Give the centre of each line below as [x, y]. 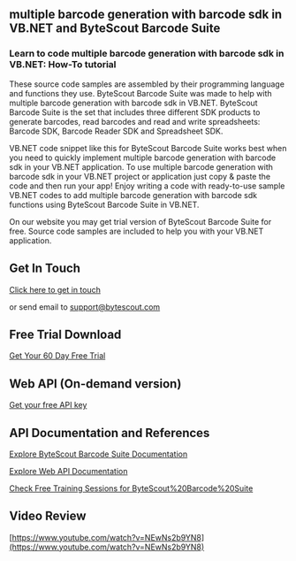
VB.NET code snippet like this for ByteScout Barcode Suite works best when [148, 148]
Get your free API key [48, 405]
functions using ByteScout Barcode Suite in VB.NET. [104, 204]
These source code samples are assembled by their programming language [147, 84]
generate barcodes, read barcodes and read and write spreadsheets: [135, 121]
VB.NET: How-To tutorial [63, 65]
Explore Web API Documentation [68, 471]
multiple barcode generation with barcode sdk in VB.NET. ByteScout [133, 103]
